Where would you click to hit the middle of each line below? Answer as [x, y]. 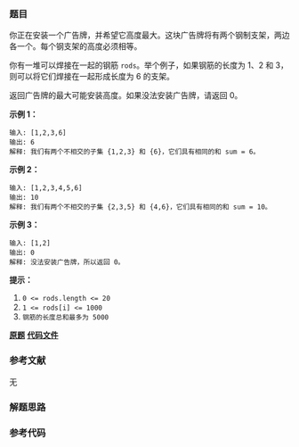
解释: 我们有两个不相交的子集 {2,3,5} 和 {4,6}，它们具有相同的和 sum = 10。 [141, 207]
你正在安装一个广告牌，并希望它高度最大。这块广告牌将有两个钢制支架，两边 [149, 35]
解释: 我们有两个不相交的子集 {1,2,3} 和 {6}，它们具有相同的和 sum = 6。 [135, 152]
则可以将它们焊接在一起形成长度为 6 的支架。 [92, 77]
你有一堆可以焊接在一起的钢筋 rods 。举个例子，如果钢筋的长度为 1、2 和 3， [149, 65]
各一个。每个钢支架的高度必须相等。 [76, 46]
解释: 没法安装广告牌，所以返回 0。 [67, 262]
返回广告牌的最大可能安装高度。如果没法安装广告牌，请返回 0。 [126, 95]
